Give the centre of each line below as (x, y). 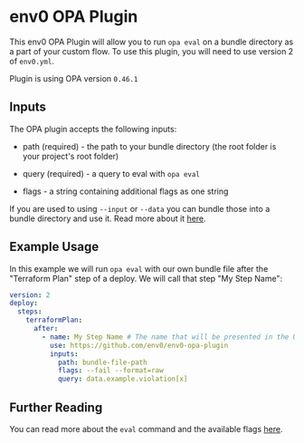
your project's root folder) (71, 156)
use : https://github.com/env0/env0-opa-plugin (139, 345)
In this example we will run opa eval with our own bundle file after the (139, 268)
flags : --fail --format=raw (111, 371)
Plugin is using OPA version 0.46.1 (74, 78)
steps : (30, 312)
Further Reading (56, 407)
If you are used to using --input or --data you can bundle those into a (140, 208)
